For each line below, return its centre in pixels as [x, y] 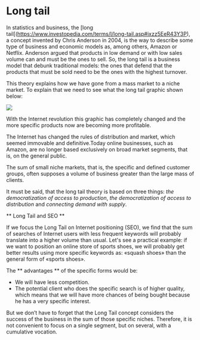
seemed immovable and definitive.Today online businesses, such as [90, 143]
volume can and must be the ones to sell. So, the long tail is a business [93, 59]
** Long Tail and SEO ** [36, 215]
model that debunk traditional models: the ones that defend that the [89, 65]
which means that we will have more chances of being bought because [102, 295]
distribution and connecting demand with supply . [67, 204]
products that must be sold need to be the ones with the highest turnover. [97, 72]
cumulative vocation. [32, 332]
